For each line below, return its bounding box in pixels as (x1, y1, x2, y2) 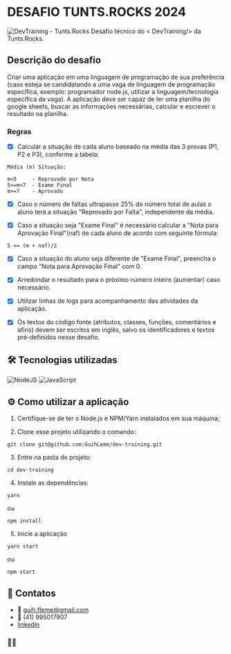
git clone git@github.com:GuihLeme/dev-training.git (7, 441, 163, 448)
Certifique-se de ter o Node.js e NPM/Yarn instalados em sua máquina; (17, 414, 220, 422)
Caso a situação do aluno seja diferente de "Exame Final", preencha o (17, 254, 216, 263)
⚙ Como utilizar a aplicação (7, 395, 129, 408)
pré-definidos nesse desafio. (17, 333, 100, 342)
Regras (7, 127, 32, 136)
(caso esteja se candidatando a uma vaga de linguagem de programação (7, 80, 216, 88)
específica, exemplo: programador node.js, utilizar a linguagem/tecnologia (7, 87, 219, 95)
